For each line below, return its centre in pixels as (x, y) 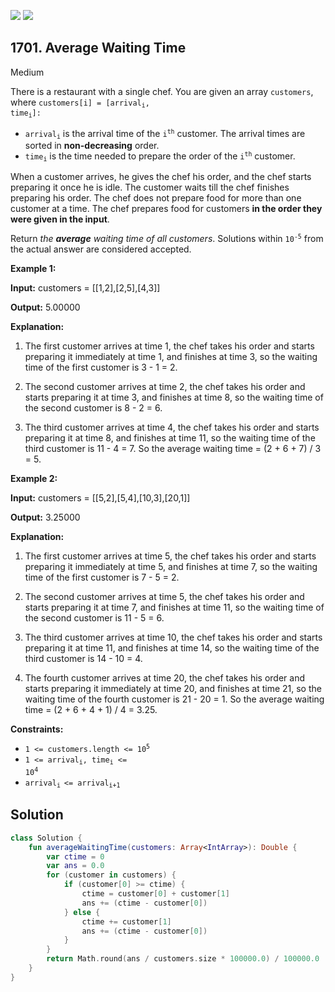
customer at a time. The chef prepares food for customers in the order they (166, 209)
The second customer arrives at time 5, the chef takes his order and (164, 597)
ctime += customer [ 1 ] (126, 921)
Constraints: (37, 729)
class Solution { (46, 838)
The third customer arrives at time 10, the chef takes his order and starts (173, 637)
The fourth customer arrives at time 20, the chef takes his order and (164, 678)
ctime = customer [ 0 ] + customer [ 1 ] (155, 894)
